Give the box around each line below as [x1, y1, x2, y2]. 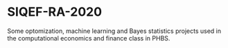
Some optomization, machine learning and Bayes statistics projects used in [7, 27, 222, 35]
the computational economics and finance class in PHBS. [7, 34, 170, 42]
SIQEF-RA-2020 [7, 4, 103, 20]
